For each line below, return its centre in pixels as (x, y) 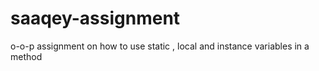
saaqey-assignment (95, 18)
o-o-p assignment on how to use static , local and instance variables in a (160, 46)
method (26, 56)
